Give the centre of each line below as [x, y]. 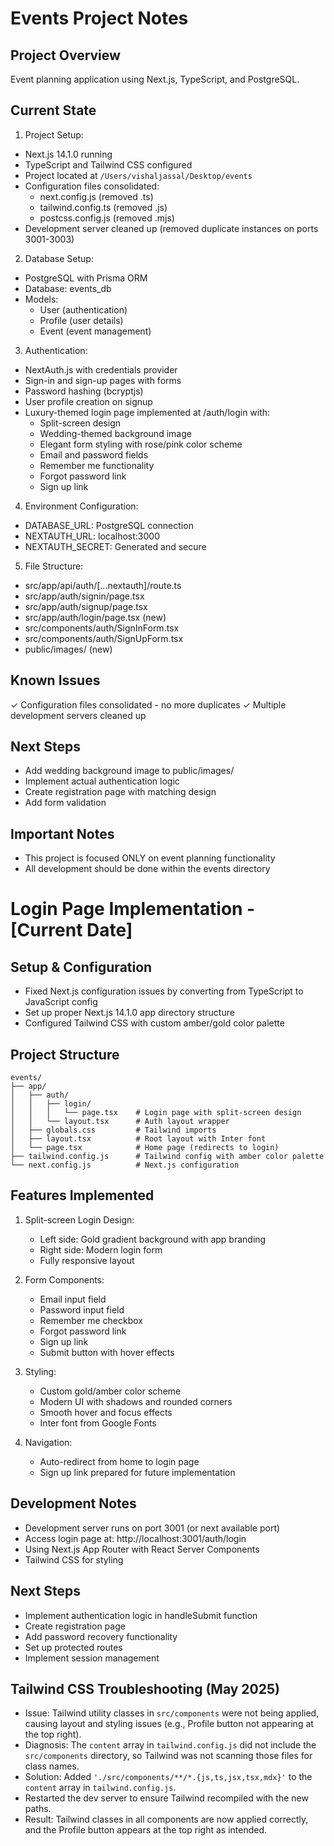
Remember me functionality [97, 465]
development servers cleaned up [78, 715]
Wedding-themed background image [115, 433]
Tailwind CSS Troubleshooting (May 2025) [145, 1688]
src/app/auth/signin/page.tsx [84, 596]
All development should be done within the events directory [147, 869]
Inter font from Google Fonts [98, 1423]
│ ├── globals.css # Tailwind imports [113, 1130]
